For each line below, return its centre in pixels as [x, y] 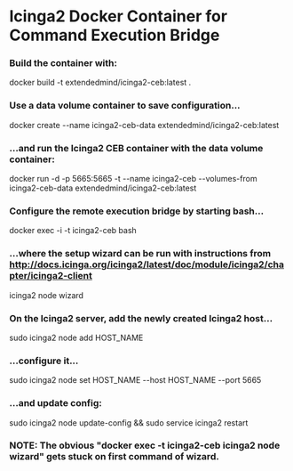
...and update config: [55, 403]
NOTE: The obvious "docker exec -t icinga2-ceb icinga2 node [145, 445]
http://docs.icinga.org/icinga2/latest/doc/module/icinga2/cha [146, 264]
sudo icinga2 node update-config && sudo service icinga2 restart [129, 422]
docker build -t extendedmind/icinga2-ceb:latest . [100, 83]
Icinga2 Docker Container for [119, 16]
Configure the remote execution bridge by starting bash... [137, 211]
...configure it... [44, 361]
